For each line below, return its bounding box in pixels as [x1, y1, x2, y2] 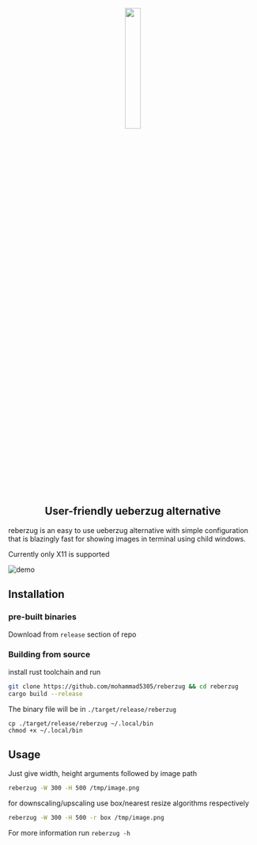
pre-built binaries [8, 611, 77, 622]
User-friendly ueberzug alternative [44, 504, 221, 518]
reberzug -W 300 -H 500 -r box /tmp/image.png [8, 814, 164, 822]
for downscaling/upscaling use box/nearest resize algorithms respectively [8, 798, 249, 808]
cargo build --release [8, 690, 83, 698]
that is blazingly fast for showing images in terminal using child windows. [8, 534, 247, 543]
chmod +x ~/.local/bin [8, 726, 83, 734]
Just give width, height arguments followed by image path [8, 769, 198, 778]
